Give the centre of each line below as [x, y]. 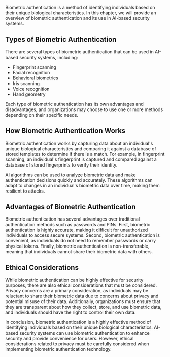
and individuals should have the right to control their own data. [71, 312]
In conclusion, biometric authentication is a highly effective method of [78, 322]
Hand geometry [29, 94]
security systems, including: [49, 57]
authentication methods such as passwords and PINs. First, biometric [78, 225]
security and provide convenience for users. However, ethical [70, 339]
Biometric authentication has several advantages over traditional [73, 219]
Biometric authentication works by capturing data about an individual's [79, 143]
